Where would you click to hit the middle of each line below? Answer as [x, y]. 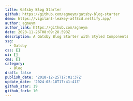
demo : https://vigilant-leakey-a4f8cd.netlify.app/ [58, 18]
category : [15, 64]
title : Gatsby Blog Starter [33, 9]
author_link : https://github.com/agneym [46, 28]
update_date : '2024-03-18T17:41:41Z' [43, 82]
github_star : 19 [21, 86]
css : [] [13, 50]
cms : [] [13, 59]
